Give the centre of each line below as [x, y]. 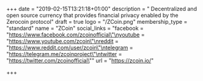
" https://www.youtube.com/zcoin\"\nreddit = [63, 41]
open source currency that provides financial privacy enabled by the [92, 15]
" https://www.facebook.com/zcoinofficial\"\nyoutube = [76, 35]
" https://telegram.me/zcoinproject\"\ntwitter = [64, 54]
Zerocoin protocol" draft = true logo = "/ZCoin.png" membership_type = [97, 22]
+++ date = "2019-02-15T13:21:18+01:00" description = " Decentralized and [102, 9]
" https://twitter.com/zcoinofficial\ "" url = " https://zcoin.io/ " [80, 61]
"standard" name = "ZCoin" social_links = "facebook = [75, 28]
